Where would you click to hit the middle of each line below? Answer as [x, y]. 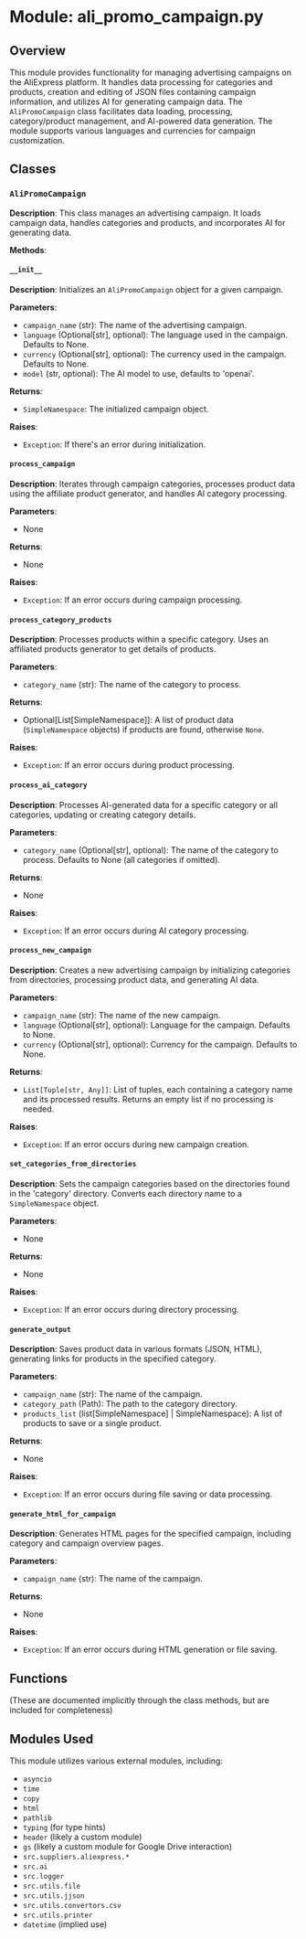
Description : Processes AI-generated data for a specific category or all [144, 804]
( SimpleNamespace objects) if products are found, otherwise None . [143, 730]
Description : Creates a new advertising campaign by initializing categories [150, 970]
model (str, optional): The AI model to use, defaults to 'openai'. [138, 373]
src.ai [35, 1867]
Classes [33, 170]
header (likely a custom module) [82, 1837]
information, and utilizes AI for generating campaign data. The [126, 101]
